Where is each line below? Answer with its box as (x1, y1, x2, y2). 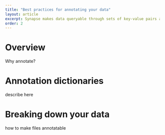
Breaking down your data (5, 109, 110, 120)
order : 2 (5, 21, 23, 26)
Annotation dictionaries (5, 76, 104, 86)
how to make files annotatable (5, 125, 66, 131)
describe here (5, 92, 33, 98)
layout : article (5, 12, 38, 17)
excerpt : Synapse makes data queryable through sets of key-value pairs (5, 16, 157, 21)
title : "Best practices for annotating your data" (5, 7, 111, 12)
